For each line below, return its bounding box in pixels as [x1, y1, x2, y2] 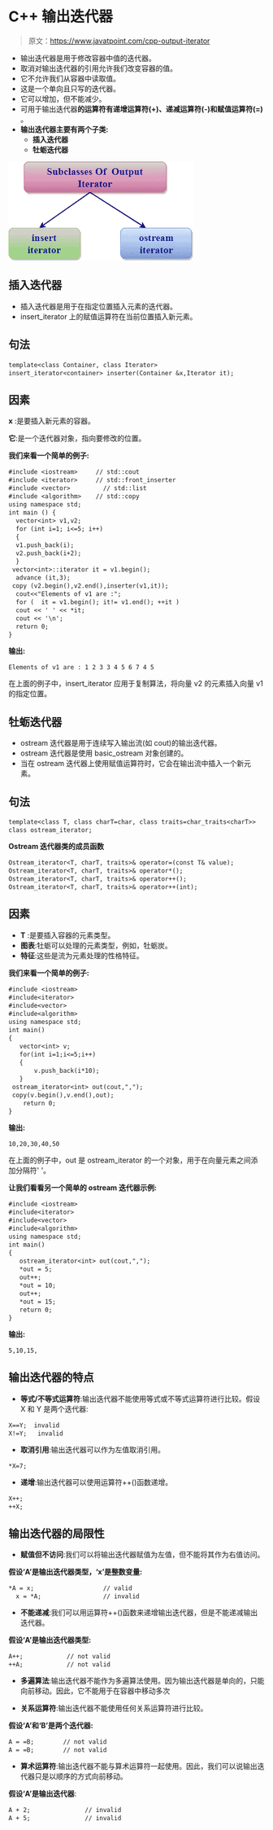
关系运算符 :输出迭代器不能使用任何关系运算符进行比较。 [19, 1703, 208, 1714]
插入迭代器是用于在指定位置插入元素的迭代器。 [19, 301, 177, 311]
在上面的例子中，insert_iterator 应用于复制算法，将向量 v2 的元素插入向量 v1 [8, 679, 264, 689]
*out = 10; [19, 1281, 57, 1289]
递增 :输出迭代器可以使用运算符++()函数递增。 [19, 1477, 173, 1486]
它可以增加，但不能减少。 [19, 94, 106, 103]
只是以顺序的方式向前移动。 [34, 1771, 128, 1781]
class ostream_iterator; [8, 826, 93, 834]
